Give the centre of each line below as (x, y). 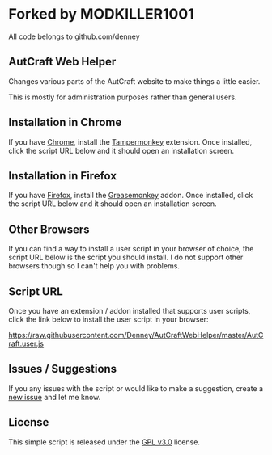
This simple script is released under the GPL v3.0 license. (104, 442)
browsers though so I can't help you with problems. (94, 266)
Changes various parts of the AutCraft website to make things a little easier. (134, 81)
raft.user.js (26, 343)
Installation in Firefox (63, 176)
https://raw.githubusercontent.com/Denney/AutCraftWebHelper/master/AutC (136, 335)
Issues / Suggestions (63, 369)
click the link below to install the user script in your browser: (108, 319)
